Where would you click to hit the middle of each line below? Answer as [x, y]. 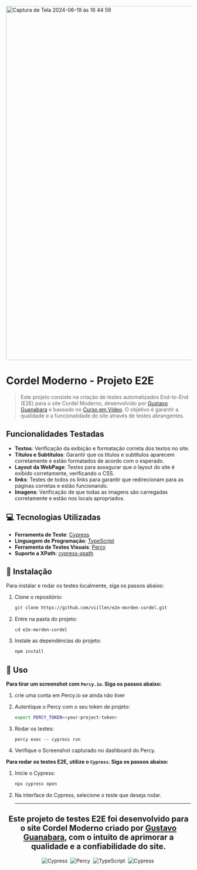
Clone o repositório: [38, 597]
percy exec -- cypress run [47, 739]
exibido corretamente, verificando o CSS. [64, 473]
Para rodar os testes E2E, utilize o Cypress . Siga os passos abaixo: [87, 761]
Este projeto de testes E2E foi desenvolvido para [98, 819]
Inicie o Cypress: [35, 773]
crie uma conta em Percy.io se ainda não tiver [70, 695]
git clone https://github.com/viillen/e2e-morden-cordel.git [91, 608]
